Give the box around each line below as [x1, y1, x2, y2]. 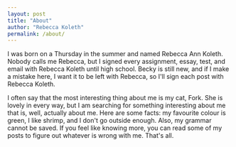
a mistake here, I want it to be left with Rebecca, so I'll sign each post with [7, 72, 224, 81]
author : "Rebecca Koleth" [7, 23, 84, 31]
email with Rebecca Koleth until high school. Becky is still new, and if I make [7, 65, 230, 73]
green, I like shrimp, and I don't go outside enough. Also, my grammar [7, 116, 212, 125]
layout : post [7, 10, 46, 18]
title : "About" [7, 17, 53, 24]
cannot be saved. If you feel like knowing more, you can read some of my [7, 124, 222, 132]
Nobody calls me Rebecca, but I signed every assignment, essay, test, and [7, 58, 226, 66]
